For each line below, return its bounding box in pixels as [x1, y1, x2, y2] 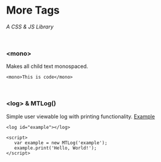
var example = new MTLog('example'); [14, 140, 108, 145]
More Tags [6, 4, 60, 17]
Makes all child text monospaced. [6, 63, 89, 70]
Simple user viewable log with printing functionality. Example [6, 113, 156, 120]
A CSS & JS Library [6, 23, 54, 30]
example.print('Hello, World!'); [14, 145, 97, 151]
